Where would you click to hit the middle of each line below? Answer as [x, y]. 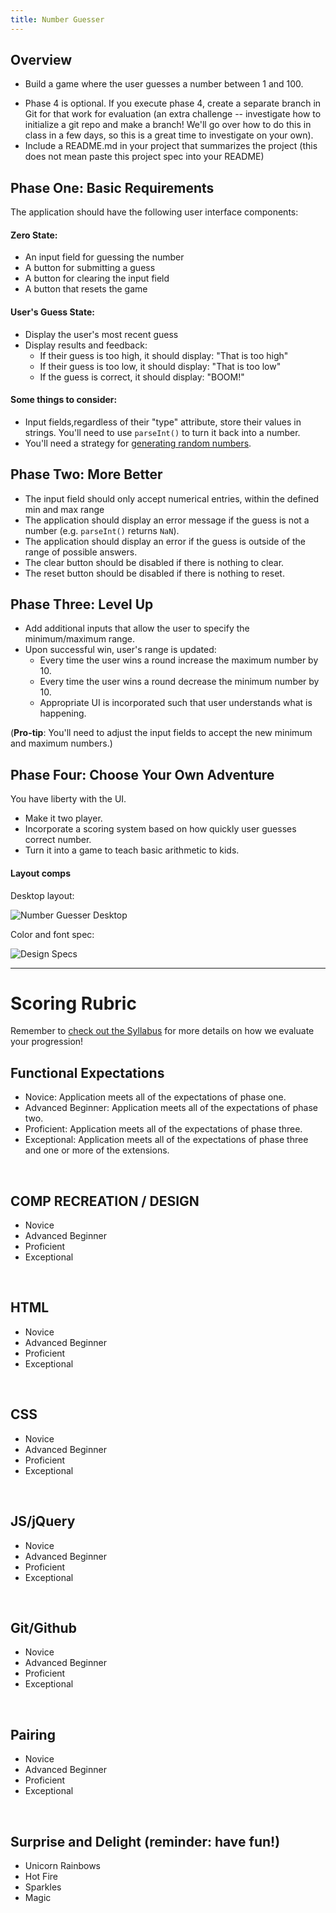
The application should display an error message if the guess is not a [167, 520]
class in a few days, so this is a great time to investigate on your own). [169, 135]
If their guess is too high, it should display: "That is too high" [164, 355]
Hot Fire [41, 1876]
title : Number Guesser [57, 19]
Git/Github [43, 1627]
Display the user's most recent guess [101, 334]
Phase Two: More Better [86, 474]
